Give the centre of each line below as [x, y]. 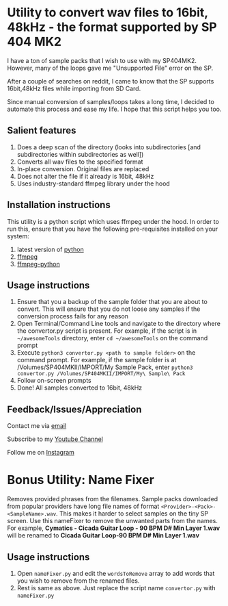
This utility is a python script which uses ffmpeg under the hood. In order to [113, 221]
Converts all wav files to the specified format [80, 162]
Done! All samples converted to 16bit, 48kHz [80, 388]
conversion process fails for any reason [72, 316]
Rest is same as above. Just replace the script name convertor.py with [116, 588]
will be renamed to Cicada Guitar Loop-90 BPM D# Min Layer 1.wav [103, 535]
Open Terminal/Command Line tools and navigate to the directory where [118, 324]
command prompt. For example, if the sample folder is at [97, 360]
